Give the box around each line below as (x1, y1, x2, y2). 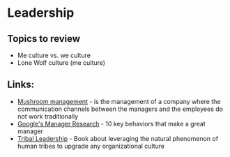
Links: (7, 79, 35, 91)
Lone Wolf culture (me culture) (17, 59, 106, 67)
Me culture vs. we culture (17, 51, 91, 59)
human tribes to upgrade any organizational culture (17, 142, 165, 150)
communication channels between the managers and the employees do (17, 105, 223, 113)
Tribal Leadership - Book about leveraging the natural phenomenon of (17, 134, 218, 142)
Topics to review (7, 33, 81, 45)
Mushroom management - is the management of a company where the (17, 97, 221, 105)
